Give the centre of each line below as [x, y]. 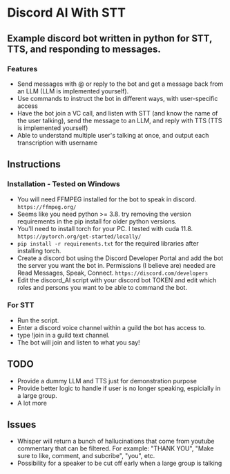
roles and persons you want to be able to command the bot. [102, 287]
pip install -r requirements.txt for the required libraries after [108, 243]
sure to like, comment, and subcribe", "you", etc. [86, 456]
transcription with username [57, 143]
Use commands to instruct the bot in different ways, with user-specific [117, 98]
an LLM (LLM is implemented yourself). [73, 91]
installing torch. [39, 250]
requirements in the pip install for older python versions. [97, 221]
